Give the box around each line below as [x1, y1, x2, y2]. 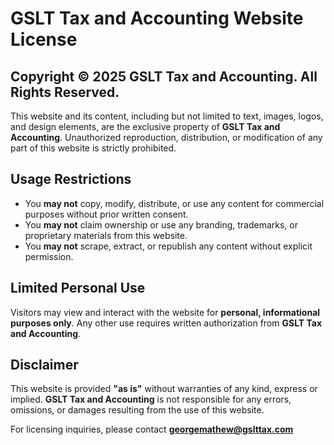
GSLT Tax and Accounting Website [10, 7, 304, 30]
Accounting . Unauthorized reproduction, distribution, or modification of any [10, 132, 323, 143]
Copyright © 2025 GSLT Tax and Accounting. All [10, 68, 318, 85]
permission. [24, 250, 74, 262]
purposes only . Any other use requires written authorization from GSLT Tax [10, 317, 322, 329]
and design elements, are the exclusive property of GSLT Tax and [10, 121, 281, 132]
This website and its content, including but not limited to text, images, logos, [10, 110, 324, 122]
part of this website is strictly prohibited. [10, 142, 177, 154]
